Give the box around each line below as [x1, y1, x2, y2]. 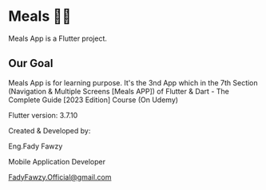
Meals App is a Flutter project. [8, 34, 108, 43]
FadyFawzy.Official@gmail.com [8, 172, 112, 182]
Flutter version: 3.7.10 [8, 110, 78, 120]
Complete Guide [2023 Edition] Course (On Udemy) [8, 95, 178, 105]
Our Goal [8, 57, 54, 70]
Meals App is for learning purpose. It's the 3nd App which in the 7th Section [8, 77, 258, 87]
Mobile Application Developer [8, 156, 106, 166]
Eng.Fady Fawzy [8, 141, 63, 151]
